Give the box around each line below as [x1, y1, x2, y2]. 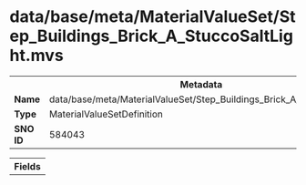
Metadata [179, 77, 223, 90]
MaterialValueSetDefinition [48, 108, 164, 120]
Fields [14, 159, 41, 172]
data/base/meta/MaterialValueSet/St [9, 6, 296, 27]
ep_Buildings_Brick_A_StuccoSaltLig [9, 26, 294, 46]
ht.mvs [9, 46, 64, 66]
